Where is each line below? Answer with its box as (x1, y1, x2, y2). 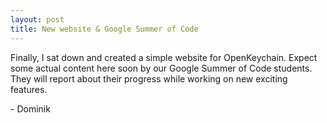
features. (10, 83, 48, 95)
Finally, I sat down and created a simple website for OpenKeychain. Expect (10, 51, 318, 63)
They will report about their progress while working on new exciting (10, 72, 288, 85)
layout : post (10, 14, 65, 25)
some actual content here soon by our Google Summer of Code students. (10, 62, 313, 74)
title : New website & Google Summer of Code (10, 24, 199, 34)
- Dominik (10, 102, 51, 115)
